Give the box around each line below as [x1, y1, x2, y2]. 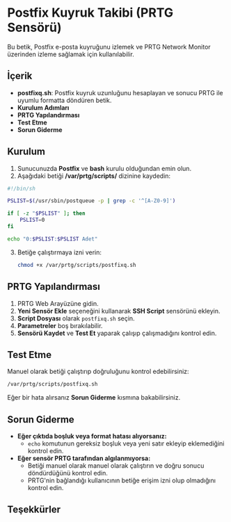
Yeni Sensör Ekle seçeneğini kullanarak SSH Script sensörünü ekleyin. [17, 307, 221, 315]
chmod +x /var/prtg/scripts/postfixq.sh [17, 261, 136, 268]
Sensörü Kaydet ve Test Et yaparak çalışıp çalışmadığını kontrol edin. [17, 329, 217, 337]
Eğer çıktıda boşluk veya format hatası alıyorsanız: [17, 432, 167, 440]
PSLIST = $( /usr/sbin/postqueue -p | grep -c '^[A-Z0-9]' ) [7, 197, 176, 204]
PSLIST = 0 [19, 217, 45, 224]
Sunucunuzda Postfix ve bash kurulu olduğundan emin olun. [17, 164, 192, 172]
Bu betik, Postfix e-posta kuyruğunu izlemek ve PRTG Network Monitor [7, 42, 211, 51]
